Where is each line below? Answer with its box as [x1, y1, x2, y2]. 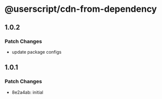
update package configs [11, 49, 62, 55]
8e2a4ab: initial [11, 89, 43, 95]
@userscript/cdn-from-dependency [4, 3, 157, 15]
